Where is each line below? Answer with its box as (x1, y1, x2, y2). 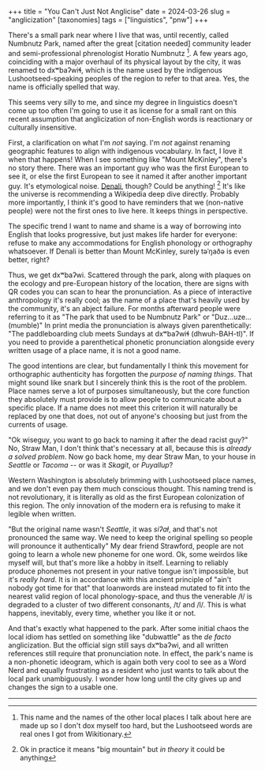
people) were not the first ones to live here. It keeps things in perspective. (8, 206, 248, 216)
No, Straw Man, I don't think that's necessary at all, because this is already (8, 444, 252, 453)
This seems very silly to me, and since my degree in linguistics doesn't (8, 97, 238, 107)
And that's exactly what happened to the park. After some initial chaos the (8, 624, 249, 633)
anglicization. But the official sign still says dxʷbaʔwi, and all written (8, 640, 229, 650)
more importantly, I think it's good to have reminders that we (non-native (8, 197, 244, 208)
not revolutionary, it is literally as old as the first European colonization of (8, 493, 244, 502)
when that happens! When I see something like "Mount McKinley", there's (8, 154, 248, 164)
